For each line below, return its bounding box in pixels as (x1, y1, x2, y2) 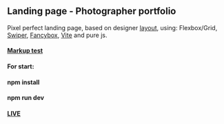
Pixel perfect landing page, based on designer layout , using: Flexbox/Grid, (7, 23, 218, 32)
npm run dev (7, 94, 45, 102)
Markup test (7, 47, 43, 55)
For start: (7, 62, 34, 71)
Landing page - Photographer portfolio (7, 5, 176, 17)
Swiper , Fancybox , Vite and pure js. (7, 31, 108, 39)
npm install (7, 78, 40, 86)
